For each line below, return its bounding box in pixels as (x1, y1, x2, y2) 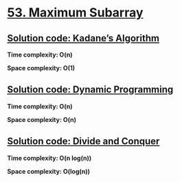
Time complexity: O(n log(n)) (7, 154, 91, 162)
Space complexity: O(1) (7, 64, 76, 72)
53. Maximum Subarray (7, 5, 144, 21)
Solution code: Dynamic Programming (7, 84, 174, 96)
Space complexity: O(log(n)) (7, 167, 91, 175)
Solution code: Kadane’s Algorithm (7, 32, 160, 44)
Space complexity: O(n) (7, 115, 77, 123)
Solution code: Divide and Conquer (7, 136, 160, 148)
